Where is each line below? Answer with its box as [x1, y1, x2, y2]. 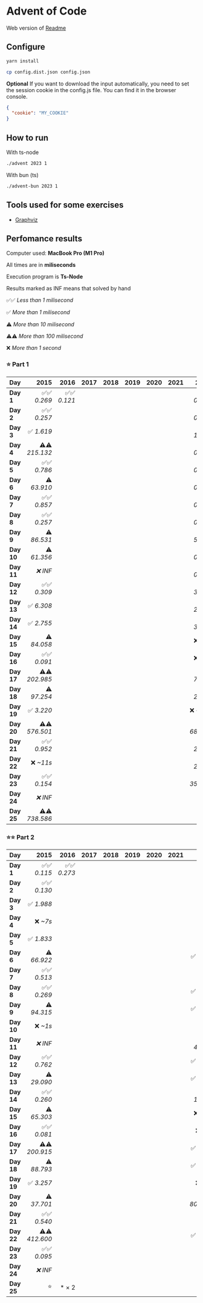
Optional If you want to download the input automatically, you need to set [6, 80, 189, 87]
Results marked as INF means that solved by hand [6, 285, 131, 292]
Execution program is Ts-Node [6, 273, 83, 280]
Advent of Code [6, 4, 87, 18]
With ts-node [6, 149, 39, 156]
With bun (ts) [6, 171, 39, 178]
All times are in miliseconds [6, 261, 76, 269]
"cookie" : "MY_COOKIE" [11, 110, 69, 116]
